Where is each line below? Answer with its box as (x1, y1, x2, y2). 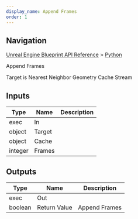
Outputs (6, 166, 37, 176)
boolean (9, 203, 32, 211)
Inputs (6, 91, 30, 101)
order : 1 (6, 14, 27, 20)
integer (9, 147, 29, 155)
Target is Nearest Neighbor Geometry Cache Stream (6, 74, 133, 81)
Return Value (37, 203, 73, 211)
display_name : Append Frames (6, 8, 77, 15)
